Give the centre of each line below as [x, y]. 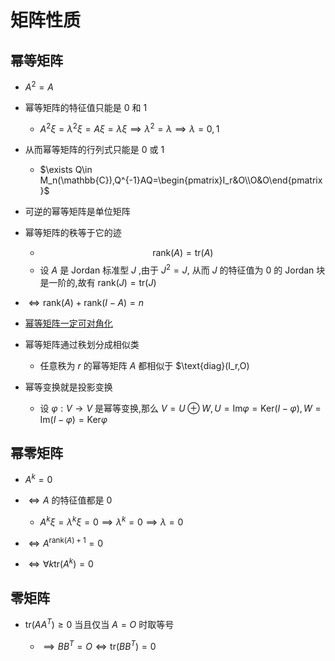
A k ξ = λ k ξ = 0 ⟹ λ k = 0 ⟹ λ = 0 [111, 521]
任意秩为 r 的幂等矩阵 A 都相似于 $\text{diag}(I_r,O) [144, 365]
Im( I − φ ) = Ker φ [73, 419]
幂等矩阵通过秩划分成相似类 [82, 344]
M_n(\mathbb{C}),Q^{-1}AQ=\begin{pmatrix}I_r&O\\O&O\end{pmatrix [181, 180]
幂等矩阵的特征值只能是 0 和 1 [86, 107]
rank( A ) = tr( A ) [183, 253]
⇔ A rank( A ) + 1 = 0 [66, 542]
